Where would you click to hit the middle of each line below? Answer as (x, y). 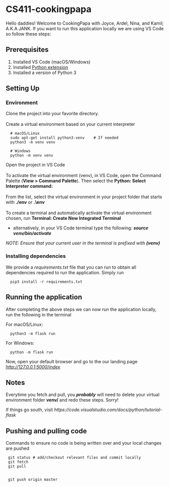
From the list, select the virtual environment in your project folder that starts (84, 197)
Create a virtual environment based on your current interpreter (70, 124)
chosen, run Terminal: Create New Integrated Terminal (63, 218)
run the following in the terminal (39, 314)
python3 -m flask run (33, 334)
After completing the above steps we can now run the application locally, (81, 309)
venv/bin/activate (32, 233)
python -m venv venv (32, 155)
